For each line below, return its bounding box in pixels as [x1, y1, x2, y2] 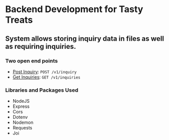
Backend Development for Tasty [5, 4, 143, 15]
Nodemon [12, 119, 34, 125]
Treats [5, 14, 33, 26]
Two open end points [5, 57, 58, 64]
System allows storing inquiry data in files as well [5, 34, 164, 43]
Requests [12, 125, 32, 131]
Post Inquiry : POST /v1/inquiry [12, 68, 77, 75]
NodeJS [12, 98, 30, 104]
